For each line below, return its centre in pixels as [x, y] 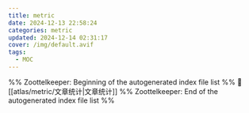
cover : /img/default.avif [51, 45]
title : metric [32, 15]
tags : [17, 52]
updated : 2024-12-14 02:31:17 [58, 38]
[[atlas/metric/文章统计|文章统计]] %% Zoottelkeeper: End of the [113, 91]
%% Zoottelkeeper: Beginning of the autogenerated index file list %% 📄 [125, 82]
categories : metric [40, 30]
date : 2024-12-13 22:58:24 [53, 23]
